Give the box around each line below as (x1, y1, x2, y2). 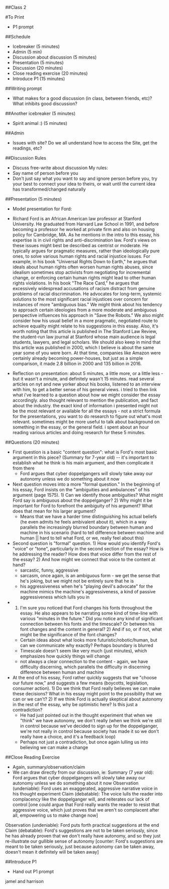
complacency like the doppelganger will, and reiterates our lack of (12, 796, 150, 802)
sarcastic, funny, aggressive (20, 567, 79, 573)
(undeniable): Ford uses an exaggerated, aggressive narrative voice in (12, 785, 158, 791)
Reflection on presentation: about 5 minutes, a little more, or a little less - (12, 370, 163, 376)
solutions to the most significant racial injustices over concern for (12, 296, 148, 302)
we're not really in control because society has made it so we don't (20, 728, 159, 734)
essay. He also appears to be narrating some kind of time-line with (20, 610, 158, 616)
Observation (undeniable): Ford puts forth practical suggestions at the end (5, 822, 159, 828)
